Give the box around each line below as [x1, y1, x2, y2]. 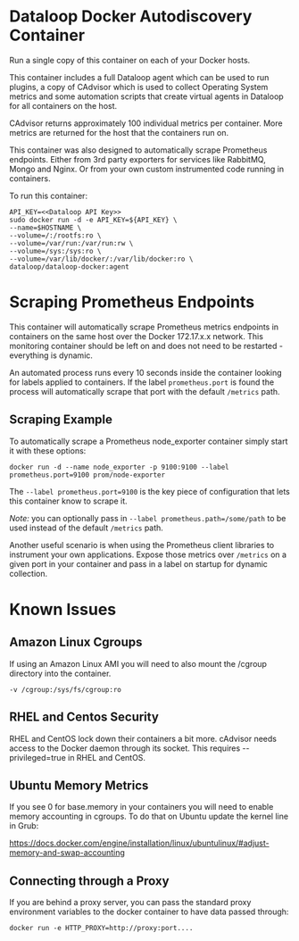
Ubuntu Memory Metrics [9, 778, 149, 793]
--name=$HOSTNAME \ [9, 223, 82, 232]
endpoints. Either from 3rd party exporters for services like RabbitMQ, [9, 154, 266, 164]
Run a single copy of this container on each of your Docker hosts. [9, 54, 251, 65]
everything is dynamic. [9, 350, 94, 361]
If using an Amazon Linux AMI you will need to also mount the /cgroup [9, 658, 268, 669]
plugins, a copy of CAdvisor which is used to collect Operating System [9, 81, 269, 92]
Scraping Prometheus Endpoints [9, 292, 255, 312]
